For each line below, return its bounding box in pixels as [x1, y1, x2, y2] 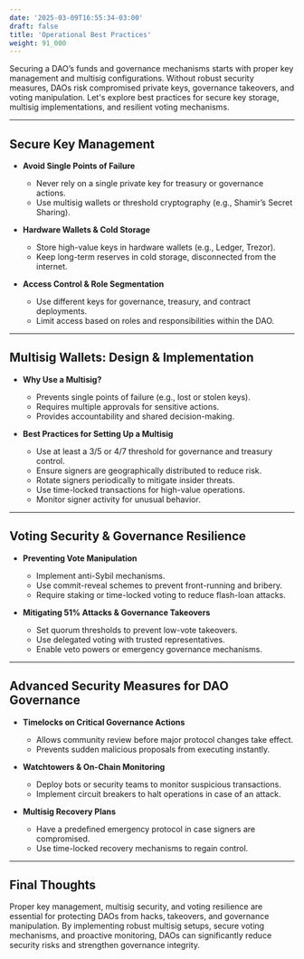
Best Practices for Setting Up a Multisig [22, 428, 174, 439]
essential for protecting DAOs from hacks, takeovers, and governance [9, 911, 270, 922]
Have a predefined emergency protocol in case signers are [35, 823, 256, 834]
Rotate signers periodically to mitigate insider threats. [35, 474, 235, 485]
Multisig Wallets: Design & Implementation [9, 350, 254, 366]
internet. [35, 261, 68, 272]
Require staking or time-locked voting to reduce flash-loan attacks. [35, 589, 287, 600]
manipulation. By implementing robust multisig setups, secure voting [9, 920, 265, 932]
